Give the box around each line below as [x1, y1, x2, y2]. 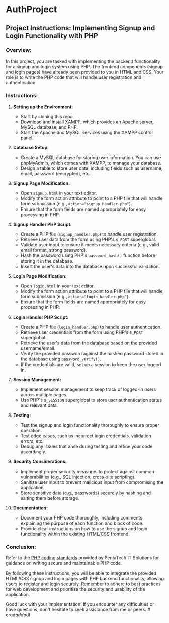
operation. [20, 428, 42, 434]
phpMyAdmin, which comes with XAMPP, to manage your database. [20, 160, 162, 166]
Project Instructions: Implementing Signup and [6, 24, 155, 32]
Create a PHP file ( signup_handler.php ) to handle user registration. [20, 231, 158, 237]
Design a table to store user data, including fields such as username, [20, 165, 163, 171]
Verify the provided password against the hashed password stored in [20, 351, 164, 357]
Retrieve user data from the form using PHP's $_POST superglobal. [20, 236, 156, 243]
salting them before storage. [20, 495, 79, 501]
